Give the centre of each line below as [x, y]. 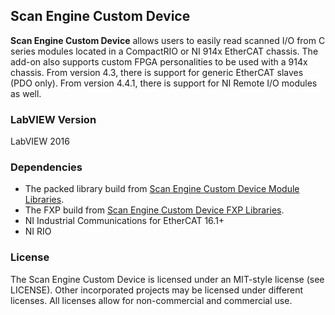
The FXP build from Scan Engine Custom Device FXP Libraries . [154, 210]
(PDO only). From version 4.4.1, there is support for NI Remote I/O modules [164, 83]
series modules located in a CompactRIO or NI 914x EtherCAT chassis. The [164, 51]
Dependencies [46, 167]
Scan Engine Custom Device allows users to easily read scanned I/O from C [168, 40]
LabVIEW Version [53, 119]
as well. [26, 93]
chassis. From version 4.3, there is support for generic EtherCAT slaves [157, 72]
